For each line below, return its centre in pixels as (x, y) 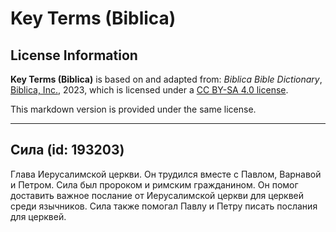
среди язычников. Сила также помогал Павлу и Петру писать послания (164, 206)
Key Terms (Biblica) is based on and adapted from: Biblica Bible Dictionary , (166, 79)
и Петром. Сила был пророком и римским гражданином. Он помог (154, 184)
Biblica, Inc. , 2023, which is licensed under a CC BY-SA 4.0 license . (149, 90)
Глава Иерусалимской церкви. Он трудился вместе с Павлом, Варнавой (166, 174)
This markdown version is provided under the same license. (133, 109)
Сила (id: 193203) (67, 150)
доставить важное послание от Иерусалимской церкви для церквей (157, 195)
